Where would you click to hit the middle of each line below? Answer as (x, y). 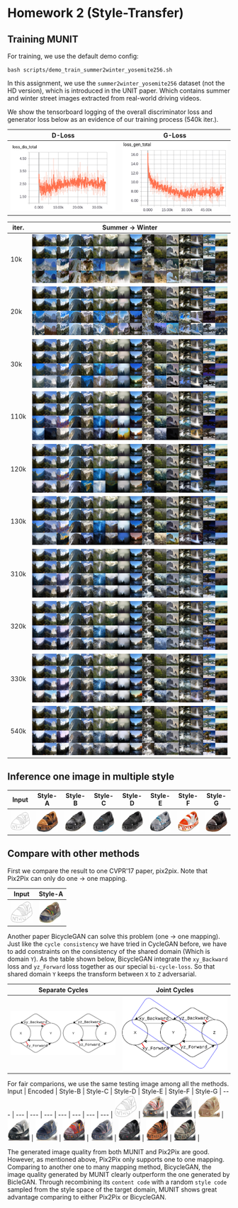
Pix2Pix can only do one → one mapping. (67, 878)
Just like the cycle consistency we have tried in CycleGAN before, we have (117, 944)
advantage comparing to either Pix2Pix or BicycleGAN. (87, 1197)
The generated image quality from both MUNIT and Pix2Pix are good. (109, 1152)
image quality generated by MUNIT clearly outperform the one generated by (119, 1175)
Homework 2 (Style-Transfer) (96, 13)
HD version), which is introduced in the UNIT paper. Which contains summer (119, 91)
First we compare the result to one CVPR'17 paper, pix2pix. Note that (107, 871)
